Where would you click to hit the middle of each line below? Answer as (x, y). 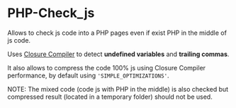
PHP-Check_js (51, 13)
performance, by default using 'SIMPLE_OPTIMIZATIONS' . (88, 75)
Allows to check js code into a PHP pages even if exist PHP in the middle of (117, 33)
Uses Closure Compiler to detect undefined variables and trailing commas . (118, 54)
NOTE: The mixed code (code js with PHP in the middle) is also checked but (118, 89)
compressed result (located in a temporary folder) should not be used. (110, 97)
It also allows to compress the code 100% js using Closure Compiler (107, 67)
